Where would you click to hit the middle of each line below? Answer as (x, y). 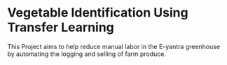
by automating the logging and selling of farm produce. (87, 54)
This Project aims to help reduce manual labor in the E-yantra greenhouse (114, 46)
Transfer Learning (61, 27)
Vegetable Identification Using (98, 13)
